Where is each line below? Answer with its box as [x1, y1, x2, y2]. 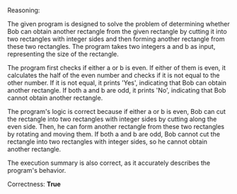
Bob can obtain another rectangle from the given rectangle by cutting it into [7, 28, 228, 35]
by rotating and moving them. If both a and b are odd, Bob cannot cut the [7, 130, 221, 138]
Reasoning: [7, 6, 40, 14]
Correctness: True [7, 180, 62, 188]
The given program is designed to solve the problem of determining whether [7, 20, 230, 28]
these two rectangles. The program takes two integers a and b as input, [7, 42, 216, 50]
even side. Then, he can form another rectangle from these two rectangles [7, 122, 225, 130]
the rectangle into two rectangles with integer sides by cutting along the [7, 115, 217, 123]
